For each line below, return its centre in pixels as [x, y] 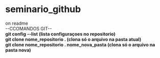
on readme [17, 23]
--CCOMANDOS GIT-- [29, 28]
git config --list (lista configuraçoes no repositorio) [60, 34]
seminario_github [43, 9]
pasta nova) [18, 50]
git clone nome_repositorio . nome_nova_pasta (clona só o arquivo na [80, 44]
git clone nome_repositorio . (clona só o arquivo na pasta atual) [73, 39]
